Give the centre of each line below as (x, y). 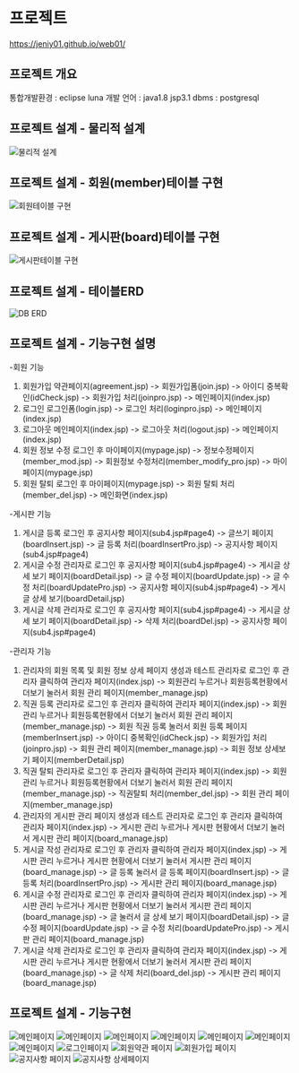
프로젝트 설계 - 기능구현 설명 (83, 344)
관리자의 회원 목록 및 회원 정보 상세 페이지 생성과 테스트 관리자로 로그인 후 (151, 670)
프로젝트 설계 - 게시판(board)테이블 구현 (115, 237)
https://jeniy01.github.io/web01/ (68, 43)
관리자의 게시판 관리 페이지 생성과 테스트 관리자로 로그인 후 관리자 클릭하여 (153, 816)
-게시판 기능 (30, 514)
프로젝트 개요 (43, 74)
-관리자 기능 (30, 651)
